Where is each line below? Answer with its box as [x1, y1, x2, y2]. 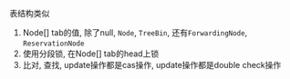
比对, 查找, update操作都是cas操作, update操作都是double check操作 [22, 60, 282, 70]
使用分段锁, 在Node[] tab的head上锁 [22, 48, 160, 59]
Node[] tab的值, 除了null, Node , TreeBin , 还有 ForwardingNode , [22, 27, 248, 38]
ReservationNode [22, 39, 85, 48]
